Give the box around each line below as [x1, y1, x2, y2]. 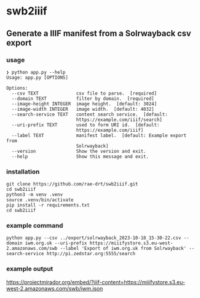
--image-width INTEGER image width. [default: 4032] [11, 106, 154, 112]
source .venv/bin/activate [6, 197, 74, 203]
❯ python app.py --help [6, 69, 66, 75]
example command [6, 222, 64, 230]
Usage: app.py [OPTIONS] [6, 74, 68, 81]
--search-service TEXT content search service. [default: [11, 111, 168, 117]
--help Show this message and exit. [11, 154, 149, 160]
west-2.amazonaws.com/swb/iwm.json [6, 285, 103, 292]
